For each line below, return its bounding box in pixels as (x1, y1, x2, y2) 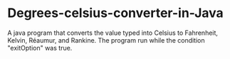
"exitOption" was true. (7, 43, 73, 52)
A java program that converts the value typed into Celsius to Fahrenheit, (7, 28, 219, 37)
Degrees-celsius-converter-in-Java (7, 5, 224, 21)
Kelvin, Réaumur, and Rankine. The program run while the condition (7, 36, 205, 44)
